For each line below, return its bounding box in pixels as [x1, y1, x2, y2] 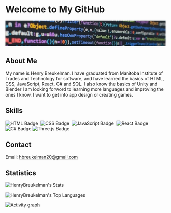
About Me [5, 56, 37, 65]
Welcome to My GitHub [5, 4, 105, 15]
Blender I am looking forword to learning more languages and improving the [5, 86, 164, 92]
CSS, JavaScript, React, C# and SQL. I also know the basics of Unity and [5, 81, 158, 87]
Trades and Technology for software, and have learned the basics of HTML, [5, 75, 164, 81]
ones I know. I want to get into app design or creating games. [5, 91, 133, 98]
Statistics [5, 169, 37, 177]
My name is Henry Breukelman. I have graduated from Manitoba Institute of [5, 70, 163, 76]
